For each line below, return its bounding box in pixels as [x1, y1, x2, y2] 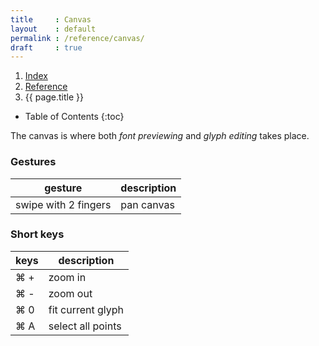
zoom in [48, 270, 87, 284]
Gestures [10, 155, 57, 169]
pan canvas [120, 197, 175, 211]
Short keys [10, 227, 65, 241]
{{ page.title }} [24, 91, 84, 103]
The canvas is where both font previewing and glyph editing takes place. [10, 130, 310, 142]
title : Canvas [10, 14, 92, 25]
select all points [48, 319, 122, 333]
